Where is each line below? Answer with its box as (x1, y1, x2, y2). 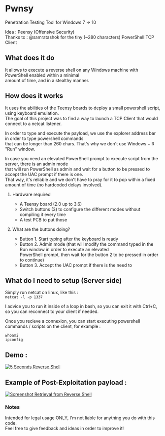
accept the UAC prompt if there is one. (5, 171, 84, 177)
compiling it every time (19, 211, 66, 218)
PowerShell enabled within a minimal (5, 72, 80, 78)
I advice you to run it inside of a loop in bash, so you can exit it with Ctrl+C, (5, 304, 158, 309)
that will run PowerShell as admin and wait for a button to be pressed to (5, 166, 150, 172)
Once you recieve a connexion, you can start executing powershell (5, 318, 140, 324)
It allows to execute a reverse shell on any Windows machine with (5, 67, 138, 73)
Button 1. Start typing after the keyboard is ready (19, 236, 118, 242)
